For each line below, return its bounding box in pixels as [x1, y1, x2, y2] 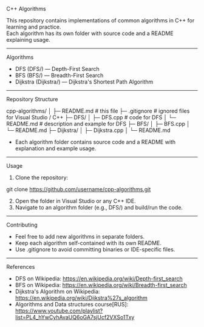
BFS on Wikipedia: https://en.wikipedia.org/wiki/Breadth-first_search [15, 282, 187, 288]
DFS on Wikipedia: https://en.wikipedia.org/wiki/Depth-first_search [15, 275, 183, 282]
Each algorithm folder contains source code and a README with [15, 139, 176, 145]
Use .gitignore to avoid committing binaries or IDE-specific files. [15, 246, 175, 253]
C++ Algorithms [6, 5, 47, 12]
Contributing [6, 221, 38, 228]
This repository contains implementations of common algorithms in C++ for [6, 17, 195, 24]
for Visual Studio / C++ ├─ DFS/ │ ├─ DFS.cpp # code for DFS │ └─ [6, 114, 177, 121]
